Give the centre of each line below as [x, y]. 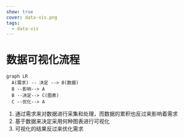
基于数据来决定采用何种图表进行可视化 [62, 121]
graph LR [17, 76]
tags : [13, 23]
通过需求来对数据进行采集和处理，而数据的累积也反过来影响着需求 [96, 114]
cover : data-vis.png [32, 17]
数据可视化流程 [43, 60]
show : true [20, 12]
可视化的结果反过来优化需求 [49, 129]
